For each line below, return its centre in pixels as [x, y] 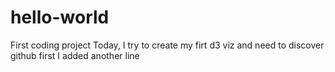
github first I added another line [75, 55]
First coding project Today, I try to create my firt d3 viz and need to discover [167, 45]
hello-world [60, 17]
